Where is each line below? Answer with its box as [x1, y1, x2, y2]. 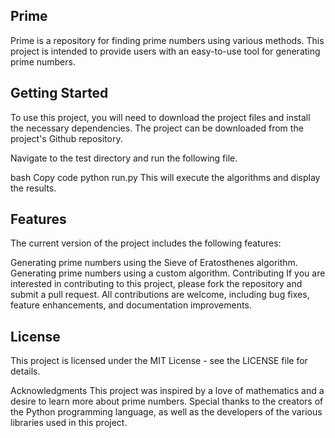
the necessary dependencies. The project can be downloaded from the [10, 122, 304, 134]
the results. [10, 182, 57, 194]
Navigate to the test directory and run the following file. [10, 152, 238, 164]
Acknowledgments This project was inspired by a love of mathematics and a [10, 385, 325, 397]
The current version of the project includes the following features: [10, 237, 282, 249]
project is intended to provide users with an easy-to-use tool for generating [10, 45, 321, 57]
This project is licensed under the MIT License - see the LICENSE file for [10, 355, 308, 367]
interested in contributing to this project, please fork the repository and [10, 278, 303, 290]
